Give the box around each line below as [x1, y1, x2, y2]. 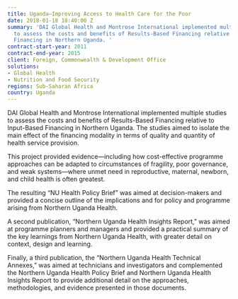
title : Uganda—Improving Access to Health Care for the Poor [7, 10, 192, 18]
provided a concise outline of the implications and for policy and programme [7, 196, 230, 205]
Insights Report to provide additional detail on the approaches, [7, 276, 189, 285]
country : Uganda [7, 89, 55, 96]
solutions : [7, 63, 40, 70]
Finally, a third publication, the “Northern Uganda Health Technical [7, 254, 201, 262]
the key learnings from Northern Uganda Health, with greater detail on [7, 233, 212, 241]
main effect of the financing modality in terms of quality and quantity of [7, 131, 215, 140]
